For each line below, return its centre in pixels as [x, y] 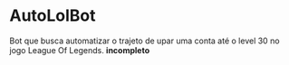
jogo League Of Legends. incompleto [80, 50]
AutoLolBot [53, 16]
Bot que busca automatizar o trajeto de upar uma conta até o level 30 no [144, 41]
